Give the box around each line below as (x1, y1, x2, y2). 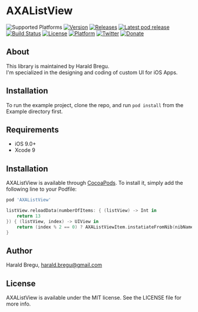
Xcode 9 (14, 147, 35, 154)
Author (6, 245, 32, 255)
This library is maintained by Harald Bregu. (6, 62, 110, 69)
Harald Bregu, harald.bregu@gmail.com (6, 261, 103, 268)
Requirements (6, 125, 59, 135)
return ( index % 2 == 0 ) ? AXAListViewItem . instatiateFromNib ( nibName (16, 224, 194, 230)
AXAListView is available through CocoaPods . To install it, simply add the (6, 180, 184, 187)
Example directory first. (6, 108, 63, 115)
